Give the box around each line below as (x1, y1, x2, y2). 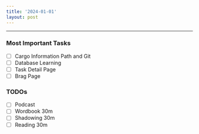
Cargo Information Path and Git (14, 53, 91, 60)
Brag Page (14, 72, 41, 80)
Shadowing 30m (14, 115, 55, 122)
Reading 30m (14, 121, 48, 128)
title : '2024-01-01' (6, 8, 57, 15)
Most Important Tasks (6, 39, 71, 47)
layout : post (6, 14, 38, 20)
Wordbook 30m (14, 107, 53, 115)
